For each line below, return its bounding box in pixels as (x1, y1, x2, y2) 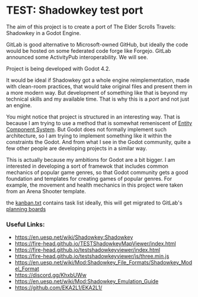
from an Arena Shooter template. (6, 187, 87, 194)
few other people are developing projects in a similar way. (6, 145, 147, 152)
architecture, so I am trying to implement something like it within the (6, 132, 172, 139)
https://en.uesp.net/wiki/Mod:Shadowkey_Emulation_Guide (14, 278, 159, 285)
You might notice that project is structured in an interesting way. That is (6, 113, 181, 120)
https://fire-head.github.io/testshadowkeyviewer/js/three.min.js (14, 253, 170, 260)
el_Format (14, 265, 40, 273)
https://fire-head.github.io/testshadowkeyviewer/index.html (14, 247, 161, 254)
